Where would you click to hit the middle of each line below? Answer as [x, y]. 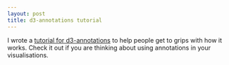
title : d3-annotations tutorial [55, 20]
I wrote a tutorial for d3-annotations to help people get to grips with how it [114, 40]
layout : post [26, 14]
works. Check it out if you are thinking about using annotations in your [109, 48]
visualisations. [28, 55]
